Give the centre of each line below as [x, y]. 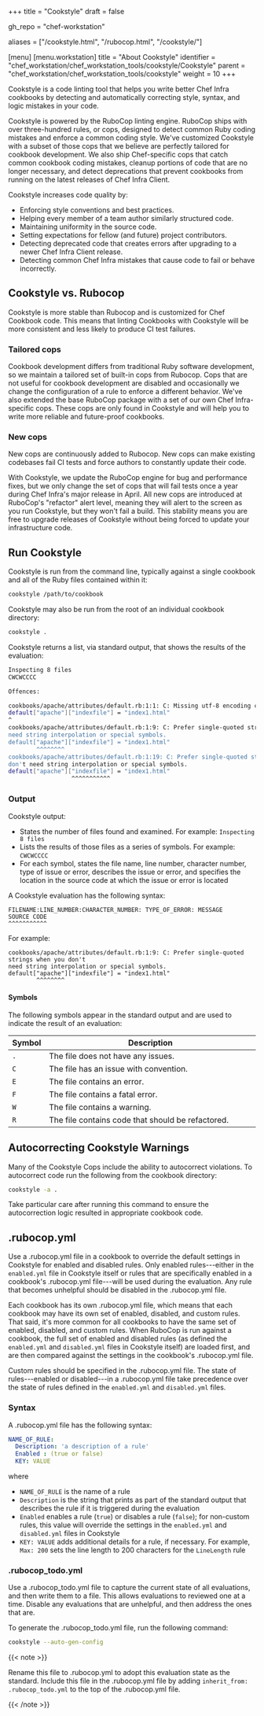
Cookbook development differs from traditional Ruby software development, [131, 367]
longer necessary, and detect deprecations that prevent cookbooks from [126, 171]
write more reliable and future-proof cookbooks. [86, 417]
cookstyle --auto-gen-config [56, 1642]
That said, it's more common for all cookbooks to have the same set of [123, 1322]
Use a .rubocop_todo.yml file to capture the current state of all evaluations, [129, 1588]
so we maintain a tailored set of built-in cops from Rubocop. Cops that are [128, 375]
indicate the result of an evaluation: [65, 1023]
